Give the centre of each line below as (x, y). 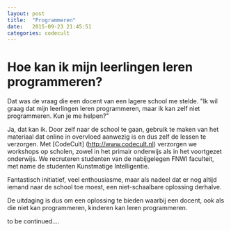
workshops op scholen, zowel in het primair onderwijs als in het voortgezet (115, 152)
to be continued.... (33, 221)
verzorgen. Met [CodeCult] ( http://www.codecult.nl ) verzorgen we (102, 144)
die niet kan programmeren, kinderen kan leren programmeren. (97, 208)
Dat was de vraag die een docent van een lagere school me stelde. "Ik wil (112, 101)
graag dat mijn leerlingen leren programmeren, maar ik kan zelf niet (104, 109)
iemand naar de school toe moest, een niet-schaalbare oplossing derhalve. (114, 187)
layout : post (26, 14)
